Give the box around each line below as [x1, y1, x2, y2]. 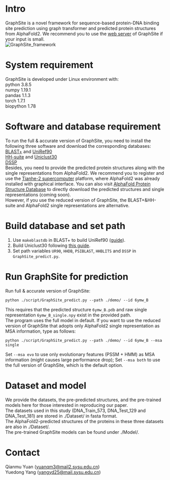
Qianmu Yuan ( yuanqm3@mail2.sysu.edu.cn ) [5, 463, 100, 470]
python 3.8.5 [5, 81, 32, 87]
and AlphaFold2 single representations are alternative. [16, 202, 130, 208]
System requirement [5, 59, 94, 71]
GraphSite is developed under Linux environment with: [5, 76, 119, 82]
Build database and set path [5, 220, 126, 232]
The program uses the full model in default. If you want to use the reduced [5, 317, 161, 323]
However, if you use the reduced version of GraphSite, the [5, 197, 127, 203]
